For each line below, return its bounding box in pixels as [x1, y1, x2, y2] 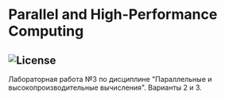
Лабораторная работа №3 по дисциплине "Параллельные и [8, 75, 212, 83]
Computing [8, 22, 84, 40]
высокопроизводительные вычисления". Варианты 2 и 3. [8, 83, 203, 92]
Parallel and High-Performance [8, 6, 218, 24]
